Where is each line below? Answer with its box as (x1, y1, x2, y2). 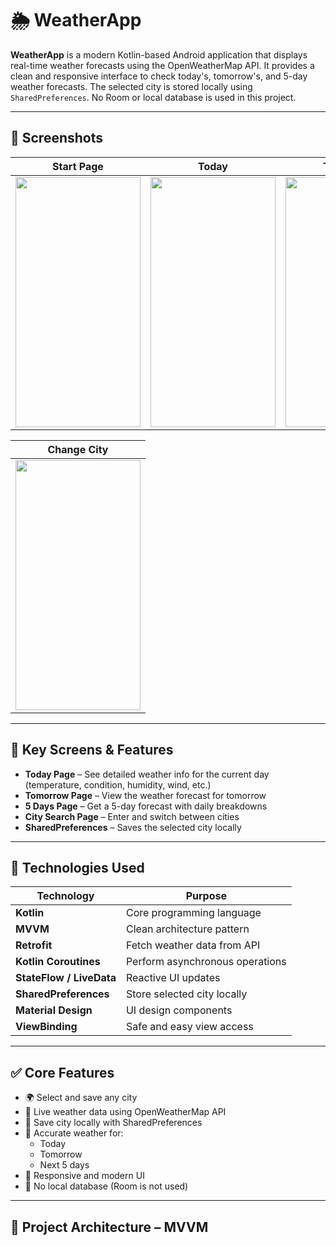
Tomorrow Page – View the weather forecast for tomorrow (24, 789, 267, 801)
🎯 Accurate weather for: (24, 1127, 124, 1139)
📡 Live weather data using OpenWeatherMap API (24, 1106, 227, 1118)
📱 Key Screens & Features (10, 742, 174, 759)
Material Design (15, 1003, 93, 1017)
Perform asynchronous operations (125, 955, 287, 969)
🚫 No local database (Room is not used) (24, 1180, 189, 1192)
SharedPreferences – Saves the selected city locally (24, 821, 242, 833)
